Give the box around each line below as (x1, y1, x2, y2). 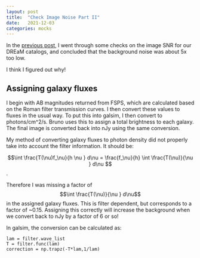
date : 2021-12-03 (6, 20, 55, 26)
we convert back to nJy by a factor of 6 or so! (6, 213, 119, 220)
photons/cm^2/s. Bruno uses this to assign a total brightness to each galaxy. (6, 118, 194, 125)
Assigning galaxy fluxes (6, 83, 98, 93)
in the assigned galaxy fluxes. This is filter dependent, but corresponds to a (6, 200, 192, 207)
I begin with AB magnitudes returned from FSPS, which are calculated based (6, 99, 195, 106)
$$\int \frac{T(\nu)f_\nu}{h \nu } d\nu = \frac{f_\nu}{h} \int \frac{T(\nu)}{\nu (7, 154, 193, 161)
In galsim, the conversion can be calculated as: (6, 225, 122, 232)
